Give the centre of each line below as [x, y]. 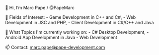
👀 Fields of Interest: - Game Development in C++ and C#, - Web [71, 17]
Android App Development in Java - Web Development [61, 37]
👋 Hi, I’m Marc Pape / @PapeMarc [40, 8]
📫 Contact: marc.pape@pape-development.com [55, 47]
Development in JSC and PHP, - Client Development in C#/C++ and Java [79, 23]
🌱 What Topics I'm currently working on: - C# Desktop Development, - [77, 32]
